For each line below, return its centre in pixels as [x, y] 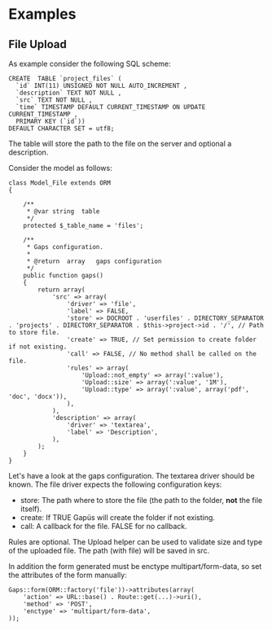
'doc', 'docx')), [38, 396]
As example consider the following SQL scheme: [90, 63]
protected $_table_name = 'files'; [83, 225]
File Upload [38, 44]
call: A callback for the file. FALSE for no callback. [103, 526]
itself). [31, 509]
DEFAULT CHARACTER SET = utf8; [61, 129]
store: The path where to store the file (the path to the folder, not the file [141, 500]
